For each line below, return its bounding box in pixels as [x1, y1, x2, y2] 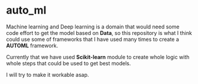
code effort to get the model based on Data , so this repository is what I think [6, 29, 192, 36]
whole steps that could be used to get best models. [6, 60, 131, 67]
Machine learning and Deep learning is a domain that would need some [6, 23, 180, 30]
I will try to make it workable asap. [6, 71, 89, 78]
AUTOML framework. [6, 42, 59, 49]
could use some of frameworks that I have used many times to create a [6, 35, 179, 43]
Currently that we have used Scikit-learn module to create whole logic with [6, 53, 190, 60]
